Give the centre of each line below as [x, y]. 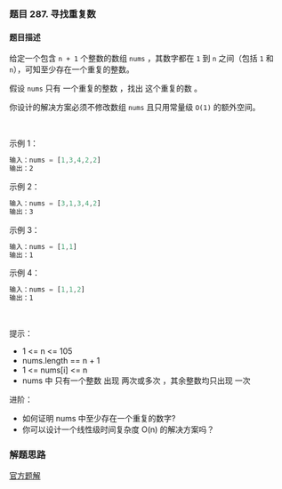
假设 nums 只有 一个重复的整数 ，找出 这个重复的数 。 [106, 88]
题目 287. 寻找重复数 [52, 13]
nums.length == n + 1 [61, 361]
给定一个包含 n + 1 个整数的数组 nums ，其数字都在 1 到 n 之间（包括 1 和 [141, 59]
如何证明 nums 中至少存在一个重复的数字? [99, 419]
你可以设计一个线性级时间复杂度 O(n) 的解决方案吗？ [118, 429]
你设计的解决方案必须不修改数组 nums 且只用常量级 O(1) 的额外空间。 [135, 108]
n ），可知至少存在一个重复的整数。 [72, 69]
